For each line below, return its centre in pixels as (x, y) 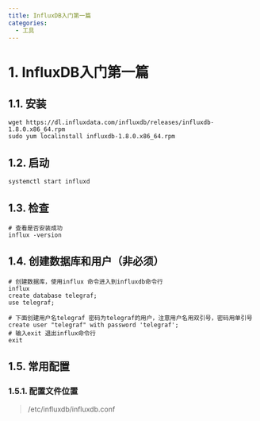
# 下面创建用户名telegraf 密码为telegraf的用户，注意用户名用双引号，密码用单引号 (130, 318)
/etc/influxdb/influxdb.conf (71, 409)
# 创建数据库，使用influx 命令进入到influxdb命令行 (86, 282)
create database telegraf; (53, 295)
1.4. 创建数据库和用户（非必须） (86, 262)
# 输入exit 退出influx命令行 (52, 333)
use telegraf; (32, 303)
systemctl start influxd (49, 182)
